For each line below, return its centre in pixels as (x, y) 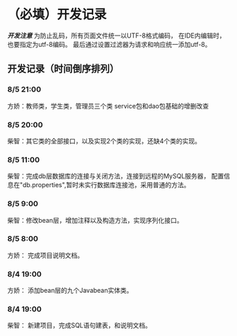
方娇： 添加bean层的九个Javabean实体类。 (70, 291)
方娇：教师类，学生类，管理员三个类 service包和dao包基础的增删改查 (108, 106)
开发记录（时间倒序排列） (63, 69)
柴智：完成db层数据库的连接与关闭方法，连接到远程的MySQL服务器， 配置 (116, 176)
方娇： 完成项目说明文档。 (45, 255)
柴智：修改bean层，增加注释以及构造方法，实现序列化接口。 (96, 220)
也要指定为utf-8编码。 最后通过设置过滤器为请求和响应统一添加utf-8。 (109, 44)
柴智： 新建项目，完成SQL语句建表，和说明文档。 (80, 325)
